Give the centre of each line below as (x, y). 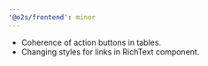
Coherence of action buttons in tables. (91, 42)
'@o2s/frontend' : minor (52, 17)
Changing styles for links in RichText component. (110, 51)
